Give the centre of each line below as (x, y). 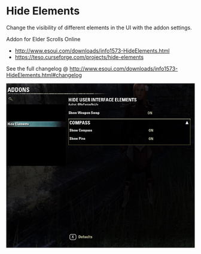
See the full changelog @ (37, 68)
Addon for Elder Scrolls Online (43, 39)
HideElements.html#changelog (44, 75)
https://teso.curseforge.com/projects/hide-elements (79, 57)
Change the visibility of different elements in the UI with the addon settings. (99, 27)
